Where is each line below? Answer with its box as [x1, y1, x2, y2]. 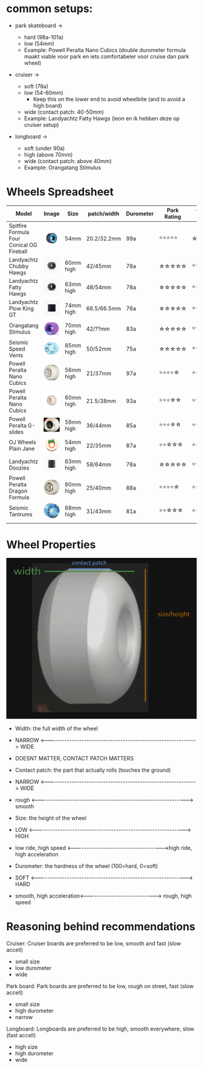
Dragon [8, 487, 28, 494]
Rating [164, 213, 181, 221]
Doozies [8, 464, 30, 471]
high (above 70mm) [24, 150, 73, 158]
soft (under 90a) [24, 144, 65, 152]
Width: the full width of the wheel [14, 725, 98, 732]
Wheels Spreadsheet [6, 185, 114, 199]
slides [8, 428, 24, 435]
